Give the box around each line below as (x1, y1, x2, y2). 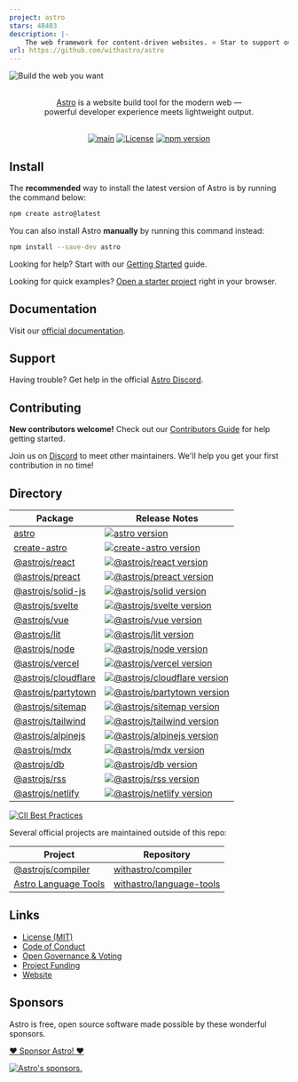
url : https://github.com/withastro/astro (9, 46, 165, 55)
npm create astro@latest (9, 209, 101, 218)
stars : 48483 (9, 21, 58, 30)
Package (35, 512, 74, 525)
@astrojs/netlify (13, 787, 80, 799)
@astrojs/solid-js (13, 584, 86, 597)
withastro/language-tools (114, 878, 221, 890)
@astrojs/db (13, 757, 65, 770)
